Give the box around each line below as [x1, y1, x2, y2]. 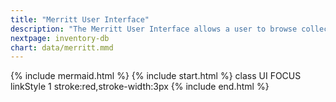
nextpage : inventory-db [10, 33, 110, 43]
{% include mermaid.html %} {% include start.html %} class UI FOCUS [10, 70, 302, 82]
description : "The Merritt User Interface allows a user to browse [10, 24, 298, 34]
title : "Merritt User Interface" [10, 14, 150, 25]
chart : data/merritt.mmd [10, 42, 114, 53]
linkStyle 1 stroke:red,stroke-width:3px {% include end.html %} [10, 81, 270, 93]
